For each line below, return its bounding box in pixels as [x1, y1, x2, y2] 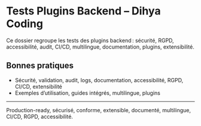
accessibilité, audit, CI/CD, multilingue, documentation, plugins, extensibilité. [6, 43, 194, 50]
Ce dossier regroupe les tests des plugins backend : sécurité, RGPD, [6, 37, 175, 44]
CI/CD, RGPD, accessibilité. [6, 113, 74, 120]
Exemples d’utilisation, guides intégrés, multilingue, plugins [14, 89, 160, 97]
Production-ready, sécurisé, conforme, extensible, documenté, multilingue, [6, 106, 191, 113]
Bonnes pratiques [6, 61, 74, 71]
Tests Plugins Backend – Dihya [6, 4, 161, 18]
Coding [6, 17, 44, 31]
